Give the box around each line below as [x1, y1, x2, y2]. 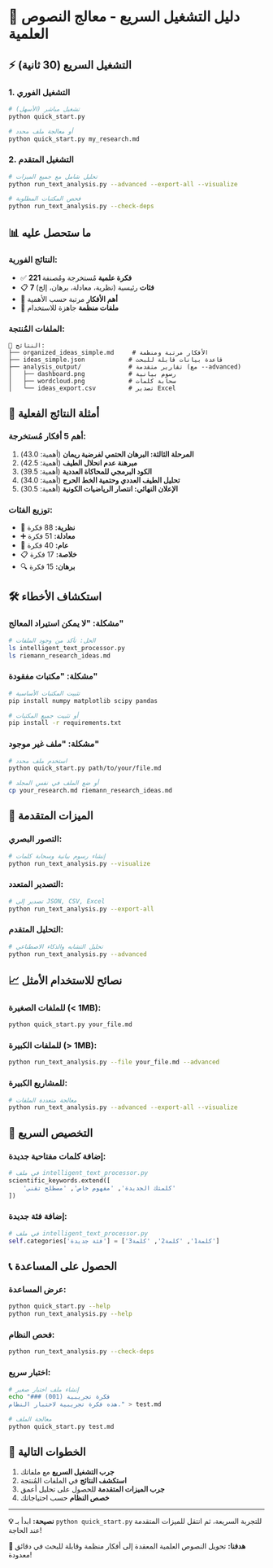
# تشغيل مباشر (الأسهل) [8, 105, 80, 113]
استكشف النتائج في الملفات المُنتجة [19, 1475, 128, 1485]
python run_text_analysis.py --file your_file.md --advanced [8, 1058, 220, 1067]
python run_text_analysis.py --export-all [8, 905, 154, 913]
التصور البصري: [8, 833, 63, 845]
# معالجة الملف [8, 1415, 52, 1423]
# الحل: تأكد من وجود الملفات [8, 636, 96, 644]
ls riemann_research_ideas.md [8, 651, 111, 660]
